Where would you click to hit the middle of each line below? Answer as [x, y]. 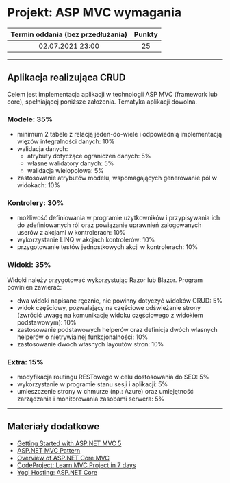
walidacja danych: [42, 149]
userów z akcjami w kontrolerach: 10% [71, 233]
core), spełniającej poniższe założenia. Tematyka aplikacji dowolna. [102, 102]
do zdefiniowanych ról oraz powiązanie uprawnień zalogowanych [109, 225]
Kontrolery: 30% [36, 202]
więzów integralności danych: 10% [66, 141]
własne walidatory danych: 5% [71, 163]
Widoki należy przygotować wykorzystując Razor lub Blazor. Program [105, 280]
